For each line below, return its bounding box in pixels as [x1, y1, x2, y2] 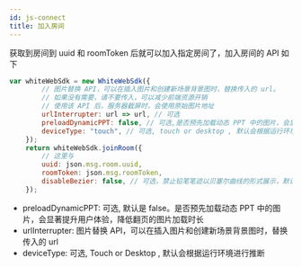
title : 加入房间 [9, 22, 65, 31]
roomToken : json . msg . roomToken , [41, 168, 164, 178]
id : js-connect [9, 13, 67, 22]
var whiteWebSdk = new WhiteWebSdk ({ [9, 76, 151, 85]
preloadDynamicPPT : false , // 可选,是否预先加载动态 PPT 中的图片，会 [41, 118, 290, 127]
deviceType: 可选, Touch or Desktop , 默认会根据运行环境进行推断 [22, 247, 265, 258]
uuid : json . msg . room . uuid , [41, 160, 143, 169]
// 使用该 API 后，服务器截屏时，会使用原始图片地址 [41, 102, 215, 111]
